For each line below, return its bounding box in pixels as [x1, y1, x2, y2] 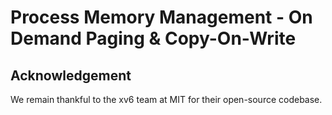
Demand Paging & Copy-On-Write [10, 27, 297, 50]
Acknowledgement [10, 67, 132, 84]
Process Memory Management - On [10, 6, 313, 29]
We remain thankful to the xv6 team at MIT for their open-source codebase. [10, 94, 323, 105]
